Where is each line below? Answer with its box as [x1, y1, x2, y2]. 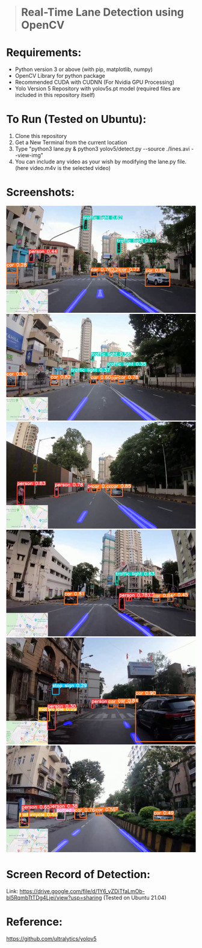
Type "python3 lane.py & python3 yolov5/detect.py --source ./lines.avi [14, 145, 191, 152]
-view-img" [14, 152, 44, 159]
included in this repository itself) [14, 92, 95, 99]
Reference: [6, 915, 63, 929]
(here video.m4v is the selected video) [14, 165, 111, 172]
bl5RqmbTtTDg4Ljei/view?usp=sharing [6, 894, 102, 901]
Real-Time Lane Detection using [20, 5, 185, 19]
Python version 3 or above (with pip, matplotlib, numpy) [14, 66, 153, 73]
